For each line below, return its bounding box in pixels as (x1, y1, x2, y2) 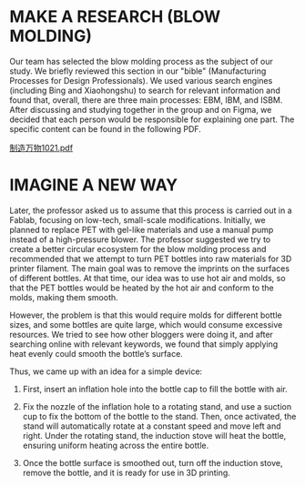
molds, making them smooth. (9, 291, 118, 302)
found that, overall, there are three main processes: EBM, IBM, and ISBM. (9, 94, 283, 106)
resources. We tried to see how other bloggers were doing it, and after (9, 329, 273, 340)
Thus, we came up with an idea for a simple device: (9, 366, 203, 377)
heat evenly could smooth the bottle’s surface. (9, 348, 184, 359)
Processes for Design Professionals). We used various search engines (9, 75, 273, 86)
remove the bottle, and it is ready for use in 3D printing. (22, 467, 230, 478)
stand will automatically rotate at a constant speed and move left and (22, 421, 281, 431)
